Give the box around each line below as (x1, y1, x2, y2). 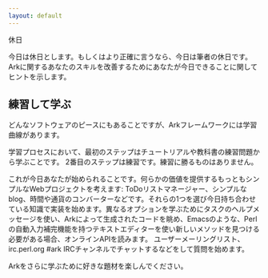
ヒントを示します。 (8, 71, 71, 81)
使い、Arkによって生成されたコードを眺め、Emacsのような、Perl (42, 214, 258, 224)
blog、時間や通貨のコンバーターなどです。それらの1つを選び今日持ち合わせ (8, 194, 256, 204)
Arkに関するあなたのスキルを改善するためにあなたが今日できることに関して (8, 62, 258, 71)
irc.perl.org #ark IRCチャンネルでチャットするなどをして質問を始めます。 (8, 244, 250, 254)
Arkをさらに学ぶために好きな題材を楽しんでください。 (8, 261, 188, 271)
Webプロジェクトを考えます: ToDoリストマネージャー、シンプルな (29, 184, 248, 194)
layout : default (8, 11, 62, 20)
